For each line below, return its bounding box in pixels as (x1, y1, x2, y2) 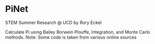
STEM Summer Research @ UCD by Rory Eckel (5, 20, 102, 25)
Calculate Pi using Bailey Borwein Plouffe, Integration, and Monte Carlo (5, 29, 151, 35)
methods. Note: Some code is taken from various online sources (5, 34, 137, 40)
